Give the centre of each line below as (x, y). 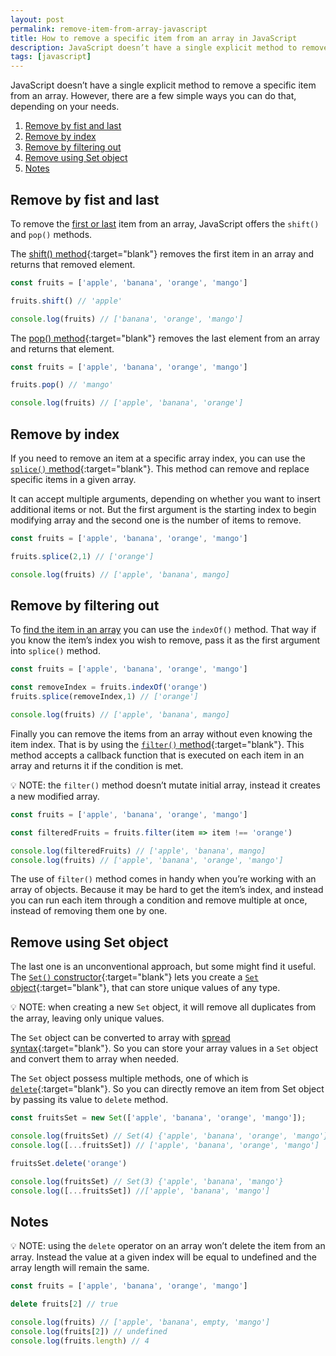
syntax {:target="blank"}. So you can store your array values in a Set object (164, 1048)
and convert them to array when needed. (94, 1059)
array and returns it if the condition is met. (97, 765)
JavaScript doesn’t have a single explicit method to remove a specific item (163, 85)
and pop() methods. (51, 234)
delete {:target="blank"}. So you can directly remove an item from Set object (167, 1089)
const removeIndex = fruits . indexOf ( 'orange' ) (109, 687)
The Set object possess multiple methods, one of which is (129, 1078)
